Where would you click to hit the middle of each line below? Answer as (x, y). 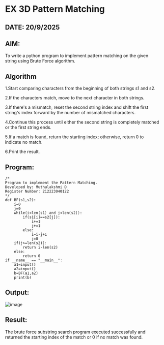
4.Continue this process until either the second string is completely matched (82, 122)
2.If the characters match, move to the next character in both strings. (75, 98)
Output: (17, 293)
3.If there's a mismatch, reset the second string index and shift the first (77, 107)
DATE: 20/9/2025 (32, 27)
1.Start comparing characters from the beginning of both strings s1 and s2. (80, 88)
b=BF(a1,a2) (26, 273)
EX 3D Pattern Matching (55, 9)
